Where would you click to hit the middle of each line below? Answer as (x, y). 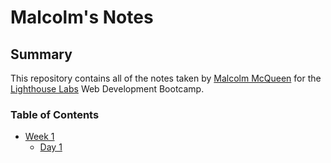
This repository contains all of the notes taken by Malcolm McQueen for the (166, 78)
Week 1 (39, 137)
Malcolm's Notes (82, 17)
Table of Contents (55, 114)
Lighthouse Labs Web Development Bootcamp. (107, 89)
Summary (41, 54)
